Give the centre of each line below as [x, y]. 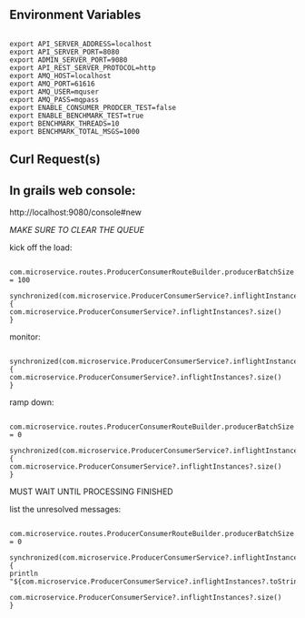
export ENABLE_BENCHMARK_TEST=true [77, 116]
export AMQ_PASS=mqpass [54, 99]
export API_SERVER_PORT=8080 [64, 52]
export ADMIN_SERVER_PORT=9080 [69, 60]
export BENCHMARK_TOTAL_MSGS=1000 [75, 131]
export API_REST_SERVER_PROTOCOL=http [83, 67]
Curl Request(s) [55, 160]
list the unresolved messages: [65, 510]
